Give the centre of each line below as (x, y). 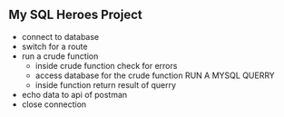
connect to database (60, 36)
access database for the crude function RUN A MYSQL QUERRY (155, 75)
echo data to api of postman (74, 94)
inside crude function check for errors (106, 65)
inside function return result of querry (106, 84)
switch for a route (54, 46)
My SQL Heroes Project (75, 15)
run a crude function (60, 56)
